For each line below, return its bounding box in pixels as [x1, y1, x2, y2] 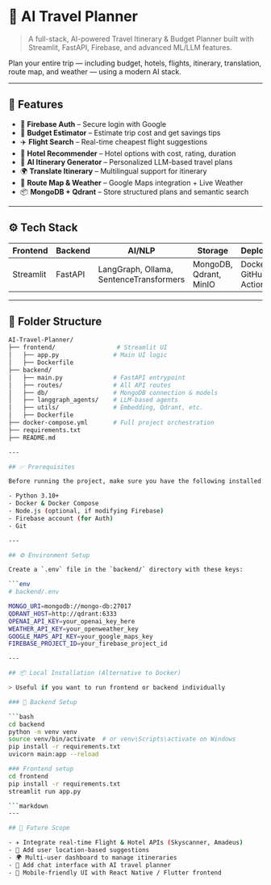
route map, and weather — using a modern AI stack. [8, 66, 181, 76]
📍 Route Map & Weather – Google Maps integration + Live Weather [19, 178, 244, 187]
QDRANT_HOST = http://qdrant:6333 [8, 610, 117, 618]
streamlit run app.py [8, 787, 81, 795]
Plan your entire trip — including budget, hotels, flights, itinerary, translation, [8, 58, 262, 68]
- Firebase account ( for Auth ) [8, 514, 114, 522]
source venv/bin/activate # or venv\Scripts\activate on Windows [8, 735, 236, 744]
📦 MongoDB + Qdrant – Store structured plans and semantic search [19, 187, 249, 196]
